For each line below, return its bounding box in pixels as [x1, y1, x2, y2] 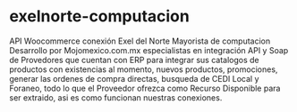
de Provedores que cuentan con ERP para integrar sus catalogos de [9, 54, 259, 65]
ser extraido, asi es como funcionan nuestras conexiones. [9, 92, 223, 103]
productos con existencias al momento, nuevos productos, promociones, [9, 64, 278, 75]
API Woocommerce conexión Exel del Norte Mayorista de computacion [9, 36, 271, 46]
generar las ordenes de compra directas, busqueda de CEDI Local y [9, 73, 259, 84]
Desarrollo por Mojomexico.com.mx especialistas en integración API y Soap [9, 44, 289, 55]
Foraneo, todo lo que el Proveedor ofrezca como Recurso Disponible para [9, 83, 281, 93]
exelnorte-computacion [9, 6, 190, 27]
